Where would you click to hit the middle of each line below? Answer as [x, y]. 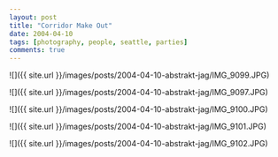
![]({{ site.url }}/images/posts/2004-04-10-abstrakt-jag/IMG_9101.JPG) [138, 127]
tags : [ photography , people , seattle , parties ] [99, 42]
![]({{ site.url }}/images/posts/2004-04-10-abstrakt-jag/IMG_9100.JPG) [139, 109]
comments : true [37, 50]
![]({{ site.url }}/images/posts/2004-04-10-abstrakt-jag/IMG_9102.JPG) [139, 144]
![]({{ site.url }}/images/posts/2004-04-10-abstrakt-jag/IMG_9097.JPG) [139, 93]
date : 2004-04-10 [41, 34]
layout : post [33, 17]
